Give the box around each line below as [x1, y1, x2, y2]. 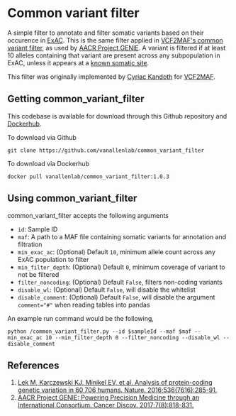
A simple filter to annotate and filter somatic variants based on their [7, 28, 204, 37]
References [7, 359, 60, 371]
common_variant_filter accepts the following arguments [7, 211, 169, 219]
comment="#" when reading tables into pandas [17, 300, 150, 309]
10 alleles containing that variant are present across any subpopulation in [7, 51, 220, 60]
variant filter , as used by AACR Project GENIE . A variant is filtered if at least [7, 43, 226, 52]
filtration [17, 240, 43, 248]
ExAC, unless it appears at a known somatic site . [7, 58, 150, 67]
